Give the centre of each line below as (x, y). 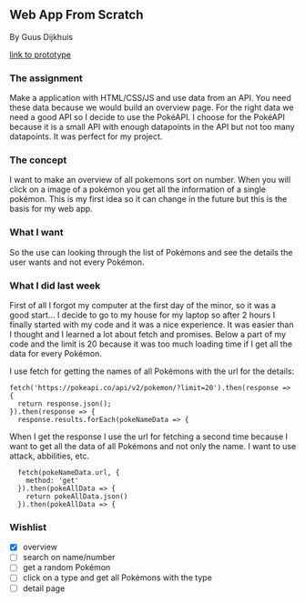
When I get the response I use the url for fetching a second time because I (149, 437)
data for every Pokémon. (56, 353)
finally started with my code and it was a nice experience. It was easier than (152, 325)
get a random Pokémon (66, 568)
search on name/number (69, 558)
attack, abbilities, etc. (49, 456)
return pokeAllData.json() (77, 497)
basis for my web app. (51, 209)
